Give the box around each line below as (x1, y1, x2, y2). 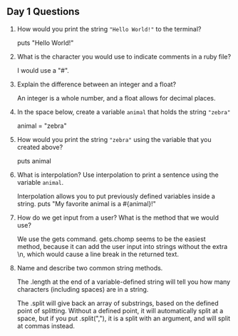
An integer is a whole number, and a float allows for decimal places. (16, 93, 216, 102)
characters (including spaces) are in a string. (16, 285, 149, 293)
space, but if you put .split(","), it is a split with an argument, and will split (16, 314, 231, 322)
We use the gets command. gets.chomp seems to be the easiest (16, 235, 206, 243)
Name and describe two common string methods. (16, 263, 163, 272)
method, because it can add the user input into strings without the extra (16, 242, 228, 250)
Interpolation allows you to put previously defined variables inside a (16, 192, 215, 200)
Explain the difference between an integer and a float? (16, 80, 177, 88)
